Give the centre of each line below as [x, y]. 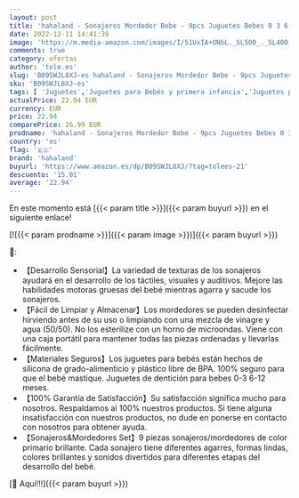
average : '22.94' [41, 183]
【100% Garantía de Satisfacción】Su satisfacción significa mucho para [154, 398]
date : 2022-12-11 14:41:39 [59, 34]
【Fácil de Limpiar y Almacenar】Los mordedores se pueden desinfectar [155, 310]
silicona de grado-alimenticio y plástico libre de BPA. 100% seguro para [153, 369]
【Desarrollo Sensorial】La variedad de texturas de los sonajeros [141, 270]
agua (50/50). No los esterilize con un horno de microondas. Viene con [152, 329]
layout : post [33, 17]
